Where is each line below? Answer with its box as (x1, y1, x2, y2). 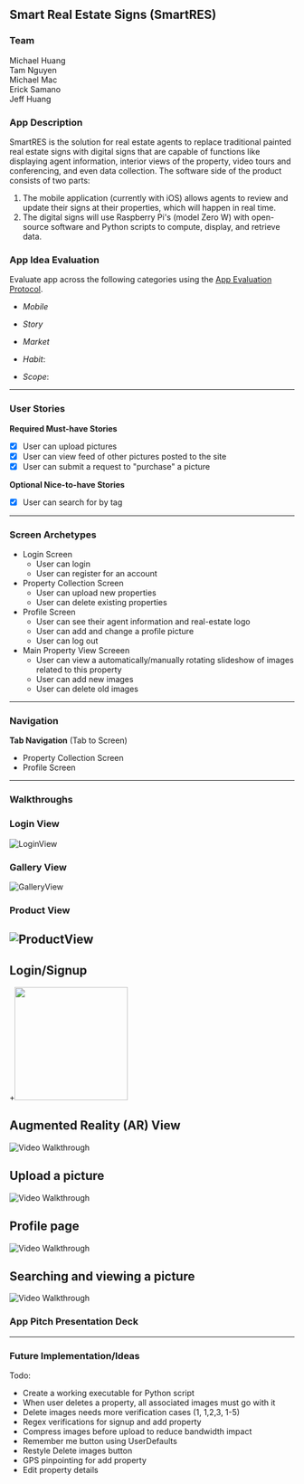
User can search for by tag (22, 497, 123, 508)
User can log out (35, 635, 99, 646)
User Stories (9, 403, 66, 415)
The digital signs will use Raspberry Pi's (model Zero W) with (22, 212, 251, 223)
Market (22, 337, 50, 347)
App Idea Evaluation (9, 253, 100, 266)
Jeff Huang (9, 93, 52, 104)
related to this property (35, 664, 122, 675)
